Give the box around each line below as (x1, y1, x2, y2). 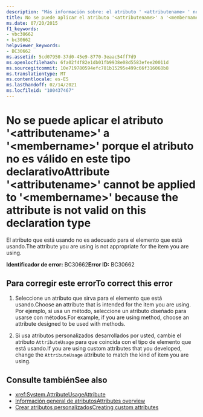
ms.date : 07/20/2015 (6, 20, 59, 26)
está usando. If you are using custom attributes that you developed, (14, 344, 182, 352)
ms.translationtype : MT (6, 71, 66, 77)
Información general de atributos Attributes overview (14, 397, 146, 405)
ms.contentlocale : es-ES (6, 76, 69, 82)
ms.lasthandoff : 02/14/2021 (6, 82, 77, 88)
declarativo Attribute (6, 165, 110, 179)
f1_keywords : (6, 25, 39, 32)
